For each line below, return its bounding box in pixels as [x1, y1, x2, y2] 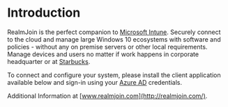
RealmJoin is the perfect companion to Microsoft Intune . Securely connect [7, 28, 221, 36]
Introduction [7, 5, 81, 21]
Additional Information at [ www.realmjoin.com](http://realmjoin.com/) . [7, 92, 208, 100]
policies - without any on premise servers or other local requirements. [7, 42, 208, 51]
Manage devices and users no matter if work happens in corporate [7, 50, 199, 58]
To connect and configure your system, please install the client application [7, 71, 221, 79]
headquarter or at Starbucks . [7, 57, 91, 65]
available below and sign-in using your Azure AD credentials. [7, 78, 183, 86]
